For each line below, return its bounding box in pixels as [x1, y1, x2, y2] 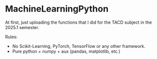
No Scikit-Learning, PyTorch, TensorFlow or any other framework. [12, 43, 146, 49]
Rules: [5, 34, 18, 40]
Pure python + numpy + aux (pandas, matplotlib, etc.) [12, 48, 121, 54]
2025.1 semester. [5, 24, 39, 30]
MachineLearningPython [5, 3, 109, 15]
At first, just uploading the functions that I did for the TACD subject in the [5, 19, 152, 25]
